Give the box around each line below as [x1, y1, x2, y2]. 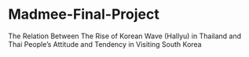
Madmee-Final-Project [8, 5, 159, 23]
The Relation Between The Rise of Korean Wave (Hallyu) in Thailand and [8, 31, 242, 41]
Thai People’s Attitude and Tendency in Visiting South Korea [8, 39, 202, 48]
